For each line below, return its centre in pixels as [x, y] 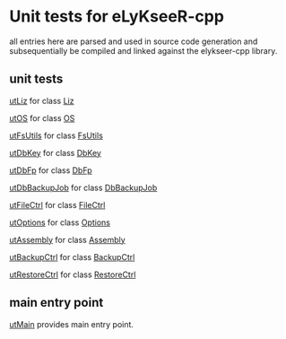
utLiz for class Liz [42, 100]
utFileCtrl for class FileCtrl [57, 204]
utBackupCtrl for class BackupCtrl [72, 256]
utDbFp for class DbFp [51, 170]
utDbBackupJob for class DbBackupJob [83, 187]
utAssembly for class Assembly [67, 239]
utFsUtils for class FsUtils [56, 135]
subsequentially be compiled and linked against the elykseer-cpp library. [143, 50]
